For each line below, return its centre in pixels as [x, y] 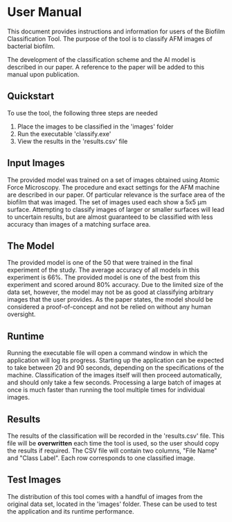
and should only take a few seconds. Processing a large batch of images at [114, 382]
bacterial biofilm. [31, 46]
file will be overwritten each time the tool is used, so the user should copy [113, 443]
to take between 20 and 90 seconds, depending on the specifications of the [116, 368]
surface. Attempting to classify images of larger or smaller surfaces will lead [116, 209]
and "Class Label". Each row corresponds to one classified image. [101, 458]
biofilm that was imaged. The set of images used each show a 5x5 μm [107, 202]
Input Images [36, 163]
